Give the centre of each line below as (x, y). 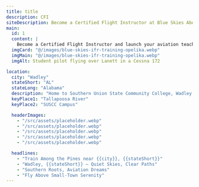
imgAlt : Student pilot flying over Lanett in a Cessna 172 (86, 61)
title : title (22, 12)
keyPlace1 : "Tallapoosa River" (50, 99)
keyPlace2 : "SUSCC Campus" (45, 104)
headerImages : (29, 115)
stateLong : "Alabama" (38, 88)
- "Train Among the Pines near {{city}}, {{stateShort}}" (90, 159)
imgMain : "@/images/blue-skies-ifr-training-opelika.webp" (86, 55)
